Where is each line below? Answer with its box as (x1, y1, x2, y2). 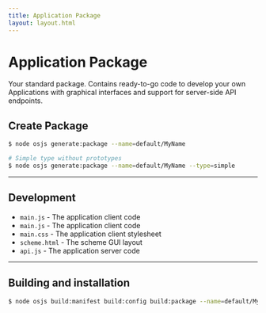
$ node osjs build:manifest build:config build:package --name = (8, 297, 225, 305)
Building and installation (8, 277, 131, 290)
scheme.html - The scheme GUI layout (19, 237, 142, 246)
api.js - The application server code (19, 246, 140, 255)
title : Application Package (8, 11, 101, 20)
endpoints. (8, 96, 44, 105)
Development (8, 191, 77, 204)
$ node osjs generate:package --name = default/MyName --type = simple (8, 162, 236, 170)
